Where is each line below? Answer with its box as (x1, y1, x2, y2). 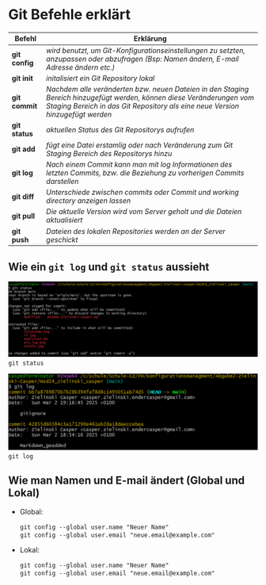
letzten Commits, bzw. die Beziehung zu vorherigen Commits (46, 168, 245, 178)
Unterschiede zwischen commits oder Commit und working (46, 188, 239, 197)
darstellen (46, 176, 79, 185)
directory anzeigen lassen (46, 196, 131, 205)
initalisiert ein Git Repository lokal (46, 73, 155, 82)
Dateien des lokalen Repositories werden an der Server (46, 226, 226, 235)
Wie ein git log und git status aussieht (8, 260, 210, 273)
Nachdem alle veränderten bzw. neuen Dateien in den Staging (46, 85, 249, 94)
